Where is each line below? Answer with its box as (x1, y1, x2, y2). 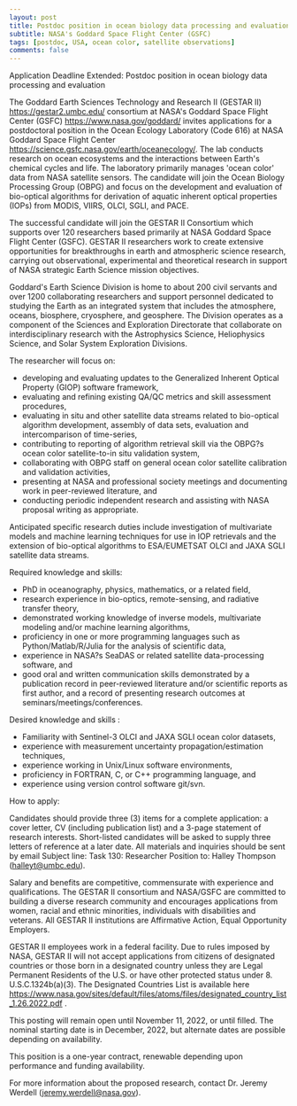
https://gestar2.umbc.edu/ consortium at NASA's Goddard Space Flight (9, 106, 269, 117)
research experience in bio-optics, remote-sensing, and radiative (21, 594, 259, 604)
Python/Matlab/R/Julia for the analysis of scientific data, (21, 641, 227, 651)
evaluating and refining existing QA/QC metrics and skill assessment (21, 392, 271, 402)
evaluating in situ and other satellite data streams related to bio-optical (21, 410, 279, 421)
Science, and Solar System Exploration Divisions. (9, 339, 188, 349)
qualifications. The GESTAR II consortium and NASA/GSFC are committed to (9, 887, 286, 898)
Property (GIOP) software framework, (21, 382, 159, 393)
